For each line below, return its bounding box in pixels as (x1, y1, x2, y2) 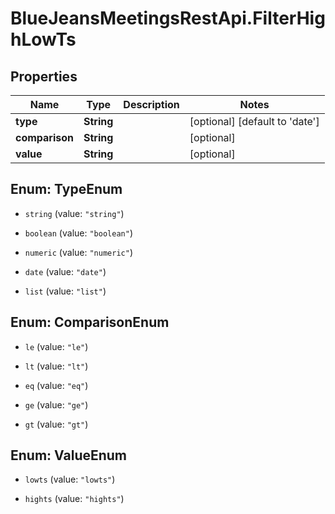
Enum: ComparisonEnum (10, 314, 170, 331)
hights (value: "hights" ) (24, 493, 125, 505)
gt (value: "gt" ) (24, 418, 89, 430)
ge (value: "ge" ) (24, 398, 89, 411)
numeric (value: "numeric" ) (24, 246, 133, 258)
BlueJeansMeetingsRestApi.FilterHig (10, 7, 326, 30)
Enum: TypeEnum (10, 181, 123, 198)
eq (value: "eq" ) (24, 379, 89, 391)
